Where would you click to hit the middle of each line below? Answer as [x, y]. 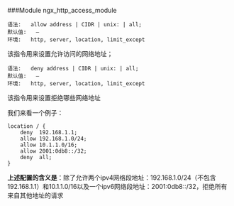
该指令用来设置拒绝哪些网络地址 [54, 98]
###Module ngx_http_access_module [62, 10]
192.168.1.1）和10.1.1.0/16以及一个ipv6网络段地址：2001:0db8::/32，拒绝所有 [117, 186]
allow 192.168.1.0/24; [54, 139]
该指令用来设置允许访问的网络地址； [60, 54]
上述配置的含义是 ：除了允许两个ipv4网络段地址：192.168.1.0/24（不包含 [112, 178]
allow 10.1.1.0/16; [49, 145]
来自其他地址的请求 [35, 195]
